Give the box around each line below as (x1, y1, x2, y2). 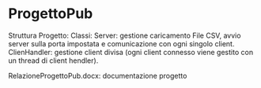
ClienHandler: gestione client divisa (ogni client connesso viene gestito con (8, 47, 254, 57)
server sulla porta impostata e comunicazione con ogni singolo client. (8, 38, 235, 48)
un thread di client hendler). (8, 56, 99, 65)
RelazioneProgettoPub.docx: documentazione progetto (8, 71, 187, 80)
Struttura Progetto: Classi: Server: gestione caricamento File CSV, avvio (8, 31, 241, 40)
